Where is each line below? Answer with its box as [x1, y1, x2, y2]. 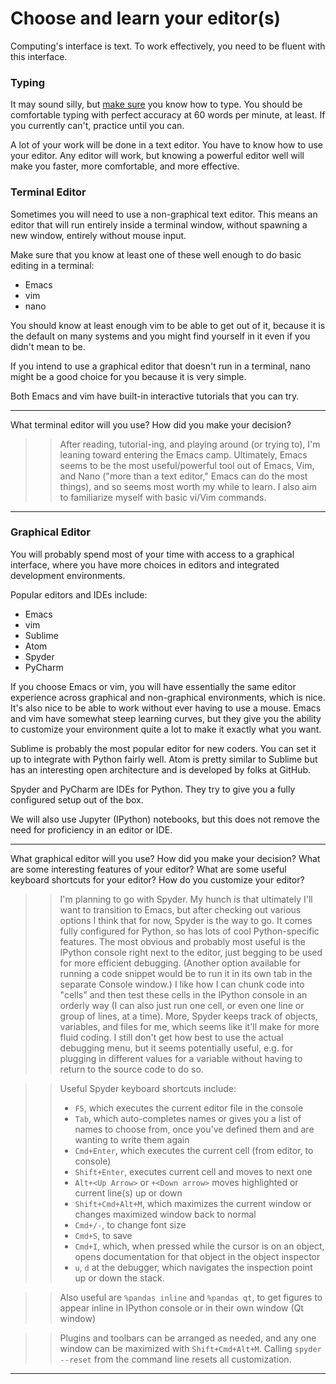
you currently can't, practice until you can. [10, 120, 185, 132]
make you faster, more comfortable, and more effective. [10, 160, 240, 172]
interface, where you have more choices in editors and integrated [10, 558, 280, 571]
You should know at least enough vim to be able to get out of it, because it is [10, 319, 326, 331]
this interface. [10, 50, 68, 62]
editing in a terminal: [10, 259, 95, 271]
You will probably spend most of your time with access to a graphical [10, 548, 295, 560]
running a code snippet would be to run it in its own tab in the [59, 967, 313, 979]
